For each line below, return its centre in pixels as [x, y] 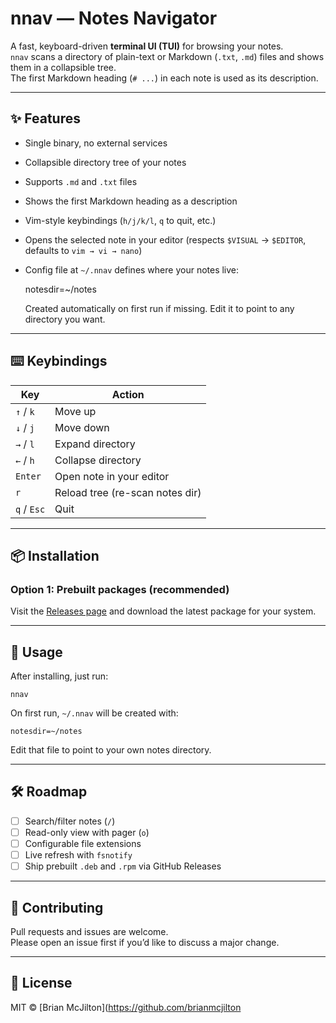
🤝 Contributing [57, 907]
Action [128, 394]
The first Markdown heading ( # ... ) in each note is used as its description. [164, 78]
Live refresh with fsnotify [78, 855]
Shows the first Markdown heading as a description [131, 201]
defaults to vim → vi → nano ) [83, 250]
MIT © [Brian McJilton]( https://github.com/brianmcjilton [126, 1007]
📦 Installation [55, 555]
